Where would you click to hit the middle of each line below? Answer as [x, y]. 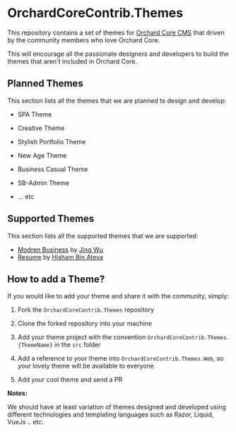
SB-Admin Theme [43, 182]
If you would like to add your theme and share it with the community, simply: [118, 296]
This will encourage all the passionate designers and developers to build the [118, 54]
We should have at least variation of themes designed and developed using [117, 407]
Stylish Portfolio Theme [52, 141]
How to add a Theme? [56, 279]
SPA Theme [35, 114]
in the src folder [77, 345]
